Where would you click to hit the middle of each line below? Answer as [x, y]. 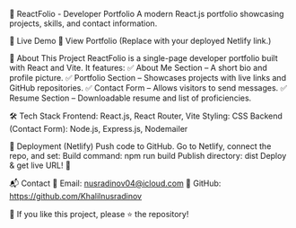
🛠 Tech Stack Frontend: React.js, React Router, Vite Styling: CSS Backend [146, 116]
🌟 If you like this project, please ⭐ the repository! [99, 214]
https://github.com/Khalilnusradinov [75, 196]
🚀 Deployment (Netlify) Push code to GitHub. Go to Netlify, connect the [140, 146]
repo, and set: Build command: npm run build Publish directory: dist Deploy [148, 156]
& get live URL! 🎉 [40, 165]
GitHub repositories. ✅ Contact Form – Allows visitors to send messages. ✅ [148, 88]
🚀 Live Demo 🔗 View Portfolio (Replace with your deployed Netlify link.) [140, 41]
